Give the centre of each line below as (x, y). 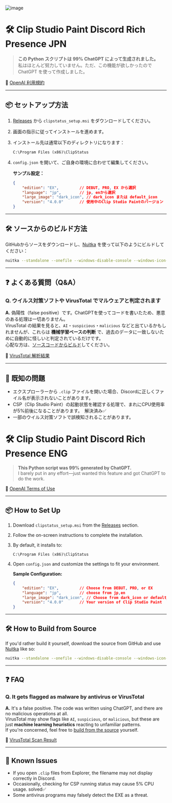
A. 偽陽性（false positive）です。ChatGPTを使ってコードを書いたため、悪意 (85, 313)
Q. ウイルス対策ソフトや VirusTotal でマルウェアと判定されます (83, 301)
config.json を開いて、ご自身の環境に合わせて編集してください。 (82, 162)
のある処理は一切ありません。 (37, 319)
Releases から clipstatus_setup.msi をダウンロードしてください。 (83, 121)
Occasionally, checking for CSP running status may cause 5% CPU (83, 784)
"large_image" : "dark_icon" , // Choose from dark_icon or (85, 597)
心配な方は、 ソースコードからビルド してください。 (59, 345)
